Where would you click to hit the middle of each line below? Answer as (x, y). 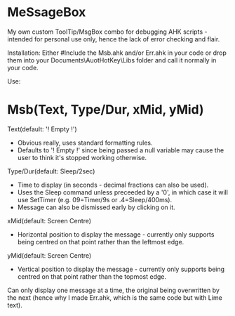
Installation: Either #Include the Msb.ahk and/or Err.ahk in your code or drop (117, 53)
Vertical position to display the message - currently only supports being (121, 269)
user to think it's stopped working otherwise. (82, 157)
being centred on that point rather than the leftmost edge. (101, 242)
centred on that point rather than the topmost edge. (92, 276)
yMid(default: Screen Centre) (49, 255)
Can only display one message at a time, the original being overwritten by (113, 290)
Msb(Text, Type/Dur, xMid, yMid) (106, 110)
